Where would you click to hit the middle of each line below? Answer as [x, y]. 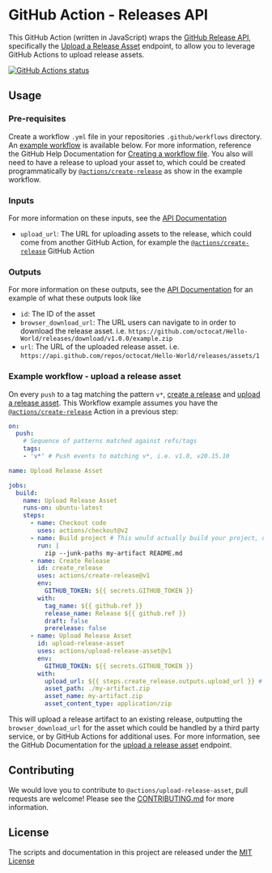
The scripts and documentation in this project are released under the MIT [130, 852]
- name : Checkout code [68, 523]
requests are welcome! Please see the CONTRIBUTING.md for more [121, 798]
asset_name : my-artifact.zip [93, 696]
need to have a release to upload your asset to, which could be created [127, 162]
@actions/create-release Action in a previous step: [93, 411]
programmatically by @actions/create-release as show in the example [125, 171]
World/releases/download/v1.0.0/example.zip [96, 339]
